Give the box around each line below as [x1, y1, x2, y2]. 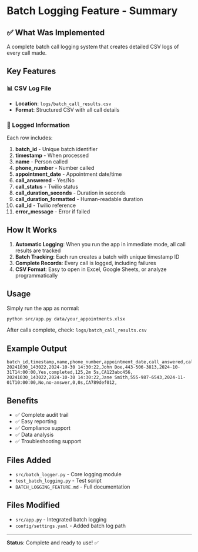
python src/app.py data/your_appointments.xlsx [6, 316, 126, 322]
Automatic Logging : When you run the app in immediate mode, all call [15, 240, 186, 247]
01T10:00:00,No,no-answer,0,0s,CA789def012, [6, 380, 118, 386]
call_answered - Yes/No [15, 176, 75, 183]
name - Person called [15, 158, 68, 165]
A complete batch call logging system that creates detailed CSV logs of [6, 43, 179, 50]
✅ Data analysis [15, 431, 54, 439]
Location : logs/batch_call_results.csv [15, 100, 112, 107]
